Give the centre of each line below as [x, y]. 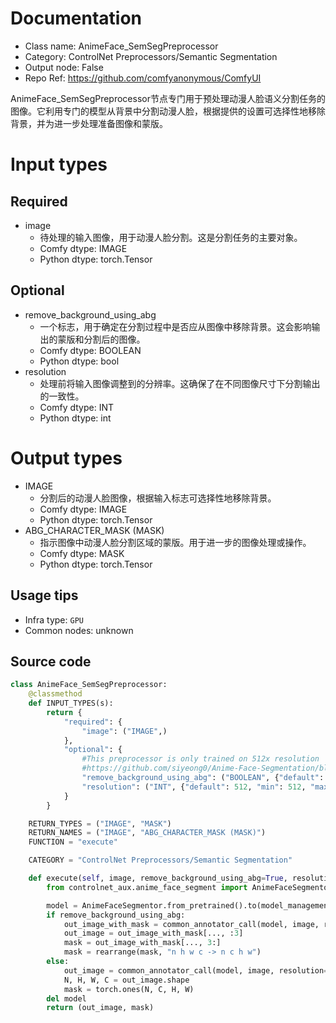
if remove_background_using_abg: [116, 915]
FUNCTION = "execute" [73, 842]
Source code [51, 661]
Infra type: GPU [54, 619]
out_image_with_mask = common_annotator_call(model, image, [191, 924]
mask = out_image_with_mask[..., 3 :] [142, 943]
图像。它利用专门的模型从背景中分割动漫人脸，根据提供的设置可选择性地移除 [168, 111]
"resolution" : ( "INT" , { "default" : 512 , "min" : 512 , [194, 787]
